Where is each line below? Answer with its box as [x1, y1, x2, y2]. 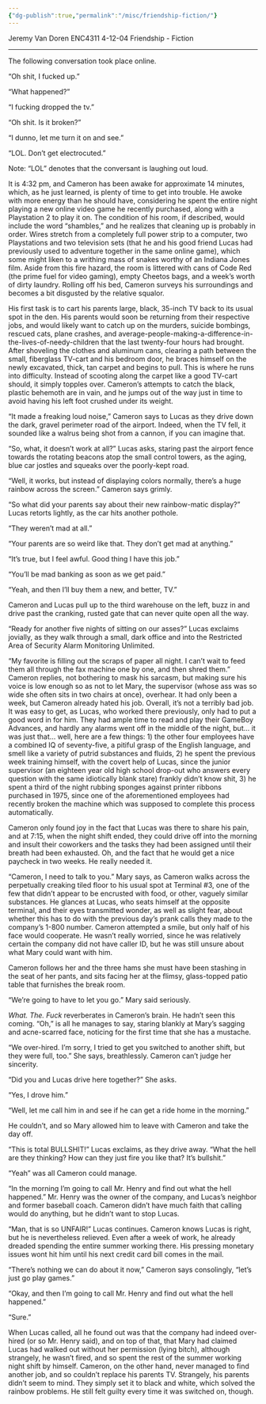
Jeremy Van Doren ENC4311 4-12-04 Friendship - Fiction [8, 33, 194, 43]
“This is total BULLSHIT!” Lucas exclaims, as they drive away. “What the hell [8, 1144, 256, 1154]
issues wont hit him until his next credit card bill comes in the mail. [8, 1249, 224, 1259]
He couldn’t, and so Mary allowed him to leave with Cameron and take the [8, 1121, 249, 1130]
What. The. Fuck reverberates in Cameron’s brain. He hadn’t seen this [8, 1010, 236, 1020]
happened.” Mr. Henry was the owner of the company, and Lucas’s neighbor [8, 1192, 257, 1201]
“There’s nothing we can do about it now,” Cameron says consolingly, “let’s [8, 1265, 252, 1274]
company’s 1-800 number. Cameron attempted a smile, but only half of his [8, 922, 250, 931]
